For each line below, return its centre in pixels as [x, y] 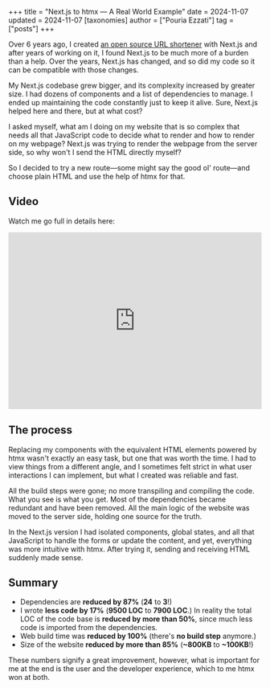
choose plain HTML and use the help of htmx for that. [97, 176]
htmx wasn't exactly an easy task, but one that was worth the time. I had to [132, 458]
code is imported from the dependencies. [89, 628]
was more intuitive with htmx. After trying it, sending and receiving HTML [129, 549]
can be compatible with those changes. [74, 70]
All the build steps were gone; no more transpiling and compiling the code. [131, 490]
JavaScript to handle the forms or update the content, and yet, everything [130, 540]
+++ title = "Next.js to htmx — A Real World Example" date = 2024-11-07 [129, 12]
